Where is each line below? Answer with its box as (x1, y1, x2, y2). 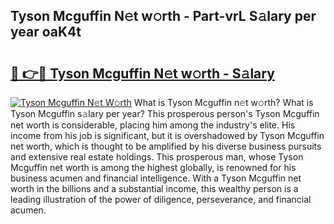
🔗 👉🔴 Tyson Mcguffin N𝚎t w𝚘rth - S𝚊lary (10, 65, 275, 82)
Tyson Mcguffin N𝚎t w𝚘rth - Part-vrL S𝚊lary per (10, 8, 317, 25)
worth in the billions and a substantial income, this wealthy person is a (10, 183, 299, 194)
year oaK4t (10, 24, 82, 41)
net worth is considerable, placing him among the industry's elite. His (10, 119, 296, 131)
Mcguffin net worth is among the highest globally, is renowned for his (10, 162, 297, 173)
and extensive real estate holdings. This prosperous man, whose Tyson (10, 151, 304, 163)
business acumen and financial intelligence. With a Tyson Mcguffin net (10, 172, 302, 184)
